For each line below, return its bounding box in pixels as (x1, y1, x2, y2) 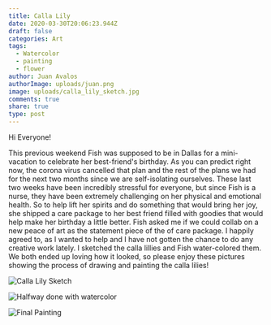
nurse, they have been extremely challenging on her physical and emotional (8, 192, 262, 201)
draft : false (8, 27, 53, 35)
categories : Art (8, 34, 63, 43)
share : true (8, 102, 49, 110)
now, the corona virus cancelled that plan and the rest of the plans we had (8, 166, 256, 175)
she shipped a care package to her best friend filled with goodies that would (8, 209, 264, 218)
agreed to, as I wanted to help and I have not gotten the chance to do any (8, 235, 254, 244)
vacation (8, 157, 38, 167)
